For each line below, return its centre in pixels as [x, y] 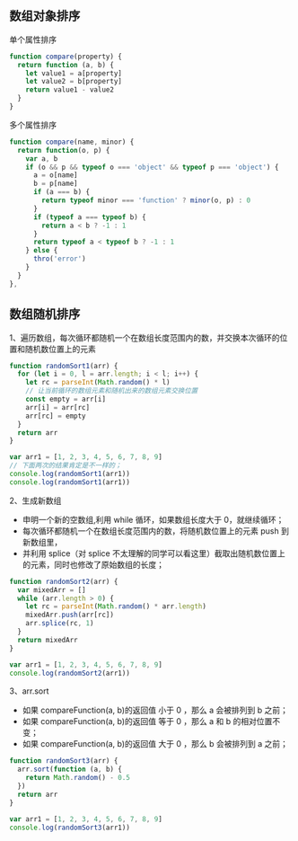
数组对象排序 [45, 16]
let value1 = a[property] [74, 73]
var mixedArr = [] [52, 590]
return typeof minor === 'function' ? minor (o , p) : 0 [146, 200]
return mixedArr [48, 640]
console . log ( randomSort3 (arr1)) [70, 828]
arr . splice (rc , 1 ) [60, 624]
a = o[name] [55, 175]
